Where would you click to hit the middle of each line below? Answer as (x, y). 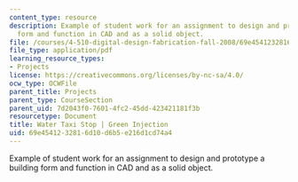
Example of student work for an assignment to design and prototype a (137, 158)
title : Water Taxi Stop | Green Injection (89, 125)
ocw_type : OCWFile (43, 83)
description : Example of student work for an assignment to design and (144, 26)
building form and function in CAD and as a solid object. (111, 167)
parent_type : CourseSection (61, 100)
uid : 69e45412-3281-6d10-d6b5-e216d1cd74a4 (91, 133)
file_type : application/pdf (61, 51)
